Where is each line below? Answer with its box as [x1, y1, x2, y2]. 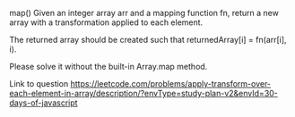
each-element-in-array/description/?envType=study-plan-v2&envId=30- [9, 88, 278, 98]
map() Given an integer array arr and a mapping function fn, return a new [9, 8, 280, 18]
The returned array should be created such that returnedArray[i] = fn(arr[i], [9, 35, 287, 45]
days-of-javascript [9, 97, 78, 108]
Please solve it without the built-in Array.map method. [9, 62, 208, 71]
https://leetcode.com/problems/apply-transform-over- [70, 79, 272, 88]
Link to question [9, 79, 69, 88]
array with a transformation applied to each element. [9, 17, 204, 28]
